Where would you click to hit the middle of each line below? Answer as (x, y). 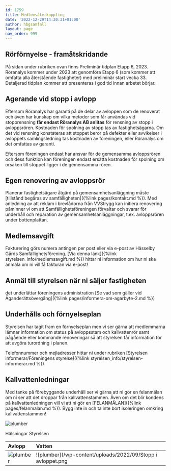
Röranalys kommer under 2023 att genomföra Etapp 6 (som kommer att (80, 72)
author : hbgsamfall (26, 24)
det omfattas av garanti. (30, 144)
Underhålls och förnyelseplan (53, 314)
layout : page (19, 29)
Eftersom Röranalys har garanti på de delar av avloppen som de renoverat (83, 111)
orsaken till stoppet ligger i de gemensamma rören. (59, 164)
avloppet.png (52, 461)
